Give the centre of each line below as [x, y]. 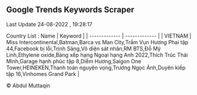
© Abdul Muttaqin [28, 85]
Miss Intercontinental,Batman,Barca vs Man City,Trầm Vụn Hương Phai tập [97, 42]
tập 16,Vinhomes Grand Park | [43, 73]
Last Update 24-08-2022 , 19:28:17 [49, 24]
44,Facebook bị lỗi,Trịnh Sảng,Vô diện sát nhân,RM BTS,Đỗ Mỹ [84, 48]
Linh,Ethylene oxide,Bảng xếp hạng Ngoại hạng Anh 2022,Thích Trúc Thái [97, 55]
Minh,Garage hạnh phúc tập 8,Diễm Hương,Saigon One [74, 61]
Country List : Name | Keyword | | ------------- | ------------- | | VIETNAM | [99, 36]
